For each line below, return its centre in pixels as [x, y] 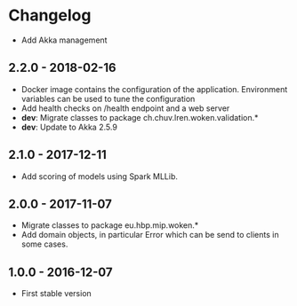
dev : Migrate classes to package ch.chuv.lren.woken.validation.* [140, 117]
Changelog [50, 16]
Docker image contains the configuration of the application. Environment [154, 89]
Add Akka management [64, 40]
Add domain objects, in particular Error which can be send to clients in [150, 235]
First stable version [56, 294]
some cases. [44, 244]
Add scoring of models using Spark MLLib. [100, 176]
